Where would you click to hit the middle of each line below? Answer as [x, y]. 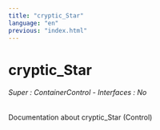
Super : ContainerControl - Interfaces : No [78, 93]
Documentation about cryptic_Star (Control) [80, 117]
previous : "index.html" [48, 30]
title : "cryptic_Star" [46, 16]
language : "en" [34, 23]
